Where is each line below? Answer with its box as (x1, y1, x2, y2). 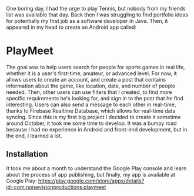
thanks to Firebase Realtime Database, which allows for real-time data (6, 107, 176, 114)
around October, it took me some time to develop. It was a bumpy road (6, 120, 178, 127)
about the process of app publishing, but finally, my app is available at (6, 171, 176, 178)
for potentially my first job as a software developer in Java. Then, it (6, 18, 168, 24)
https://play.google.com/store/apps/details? (38, 177, 145, 184)
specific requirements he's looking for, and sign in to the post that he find (6, 94, 183, 102)
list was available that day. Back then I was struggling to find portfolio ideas (6, 11, 189, 18)
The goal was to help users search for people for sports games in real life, (6, 63, 185, 70)
